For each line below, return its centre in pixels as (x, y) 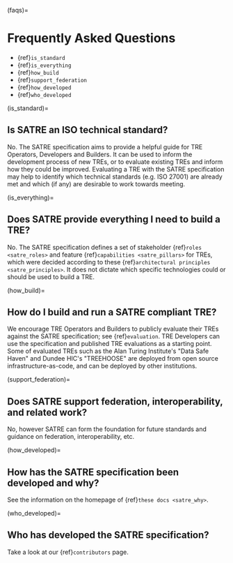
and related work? (47, 412)
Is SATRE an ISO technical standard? (88, 130)
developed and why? (53, 483)
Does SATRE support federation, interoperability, (115, 401)
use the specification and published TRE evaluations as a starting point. (110, 344)
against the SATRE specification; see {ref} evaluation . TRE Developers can (114, 336)
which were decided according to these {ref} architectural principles (109, 262)
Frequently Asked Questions (91, 38)
